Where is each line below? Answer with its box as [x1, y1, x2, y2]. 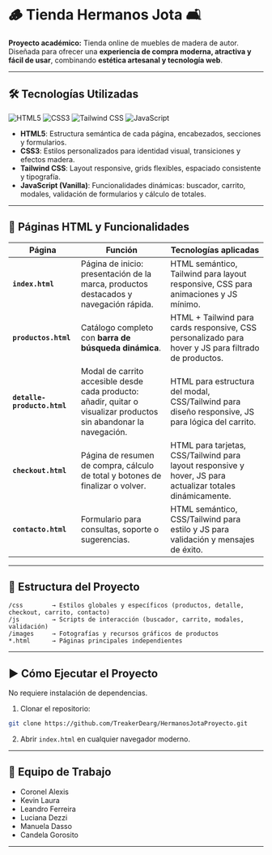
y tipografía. [19, 171, 61, 182]
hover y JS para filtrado [170, 342, 260, 353]
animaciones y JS [170, 288, 238, 299]
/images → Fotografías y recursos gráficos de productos [8, 629, 219, 638]
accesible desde [80, 376, 144, 387]
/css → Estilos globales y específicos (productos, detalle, [8, 601, 244, 610]
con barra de [80, 332, 131, 343]
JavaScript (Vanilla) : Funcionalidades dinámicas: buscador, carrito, [19, 180, 246, 190]
